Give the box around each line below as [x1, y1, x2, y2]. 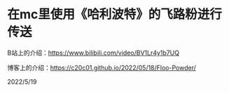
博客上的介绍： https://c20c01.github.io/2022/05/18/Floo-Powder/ [7, 63, 196, 72]
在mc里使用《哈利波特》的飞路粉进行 [7, 6, 223, 22]
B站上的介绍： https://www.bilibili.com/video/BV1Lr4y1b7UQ [7, 48, 180, 57]
